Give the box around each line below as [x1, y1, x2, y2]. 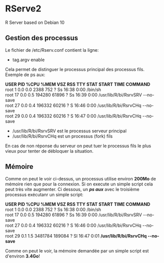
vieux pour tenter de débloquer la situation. [5, 148, 93, 154]
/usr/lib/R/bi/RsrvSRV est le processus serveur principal [12, 128, 127, 134]
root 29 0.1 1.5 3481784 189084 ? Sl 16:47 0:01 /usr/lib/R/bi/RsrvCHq [5, 233, 147, 239]
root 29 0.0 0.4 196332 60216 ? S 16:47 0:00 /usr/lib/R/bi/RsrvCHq [5, 113, 142, 119]
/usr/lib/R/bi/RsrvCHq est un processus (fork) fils [12, 133, 113, 139]
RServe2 [5, 3, 41, 14]
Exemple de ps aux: [5, 72, 46, 78]
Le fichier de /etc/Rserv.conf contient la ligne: [5, 47, 99, 53]
